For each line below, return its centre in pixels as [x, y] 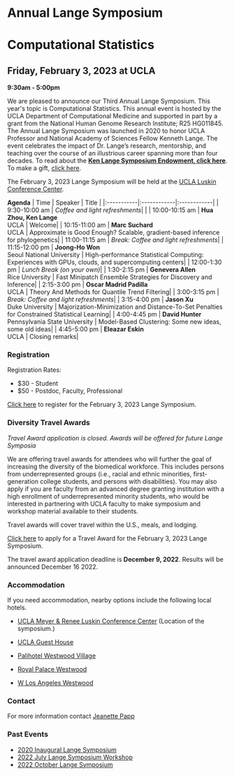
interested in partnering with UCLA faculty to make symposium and [104, 504]
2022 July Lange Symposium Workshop [75, 757]
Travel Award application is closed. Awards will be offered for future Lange [115, 438]
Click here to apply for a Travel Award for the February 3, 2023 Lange [107, 538]
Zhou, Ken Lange [32, 218]
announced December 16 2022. [53, 567]
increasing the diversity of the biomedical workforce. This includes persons [116, 466]
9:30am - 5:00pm [34, 88]
